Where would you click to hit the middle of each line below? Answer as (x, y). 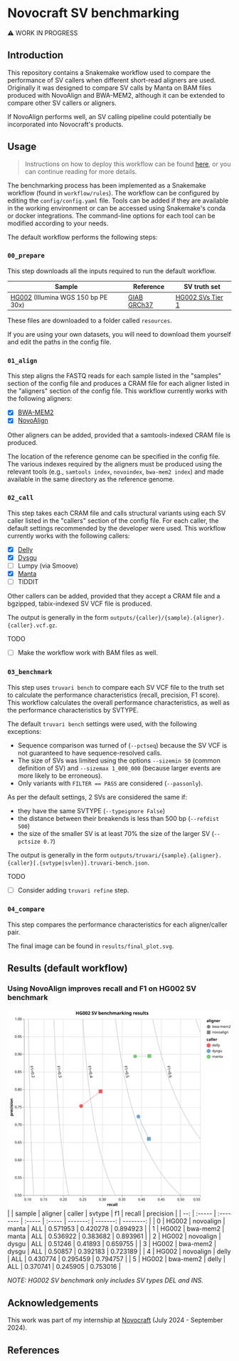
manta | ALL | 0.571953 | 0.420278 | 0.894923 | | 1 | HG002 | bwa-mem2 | (116, 1229)
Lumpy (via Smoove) (48, 566)
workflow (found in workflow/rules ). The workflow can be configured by (113, 193)
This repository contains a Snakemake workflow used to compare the (109, 72)
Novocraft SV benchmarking (94, 13)
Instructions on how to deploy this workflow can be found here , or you (128, 164)
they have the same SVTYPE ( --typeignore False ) (91, 810)
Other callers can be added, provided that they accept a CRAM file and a (114, 596)
